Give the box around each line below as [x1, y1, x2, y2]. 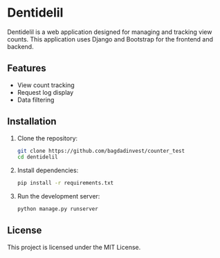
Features [7, 62, 46, 74]
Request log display [17, 88, 74, 96]
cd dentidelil [17, 154, 58, 160]
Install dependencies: [17, 166, 79, 174]
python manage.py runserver [17, 205, 98, 212]
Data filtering [17, 95, 55, 104]
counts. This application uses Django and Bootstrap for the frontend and [7, 35, 213, 43]
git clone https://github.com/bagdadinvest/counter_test [17, 147, 185, 154]
